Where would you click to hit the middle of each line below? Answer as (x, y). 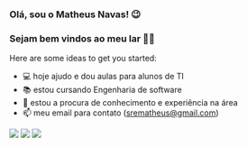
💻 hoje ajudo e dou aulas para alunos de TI (103, 77)
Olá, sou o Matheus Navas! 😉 (75, 14)
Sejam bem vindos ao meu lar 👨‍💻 (82, 38)
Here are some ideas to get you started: (83, 59)
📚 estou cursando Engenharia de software (102, 90)
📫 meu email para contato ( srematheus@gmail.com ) (120, 113)
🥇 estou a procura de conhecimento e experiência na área (130, 103)
